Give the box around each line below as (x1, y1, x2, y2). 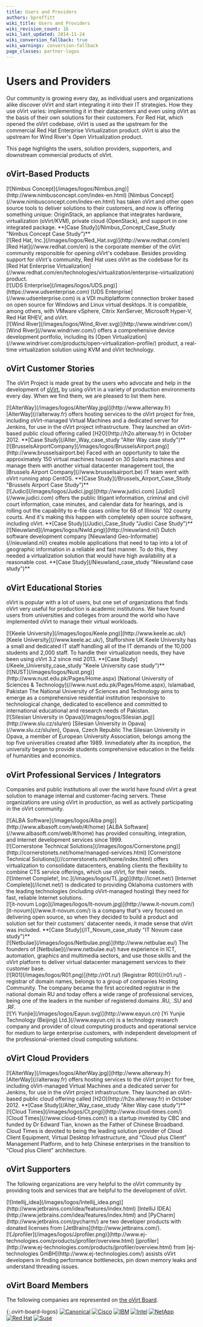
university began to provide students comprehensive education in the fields (6, 746, 195, 753)
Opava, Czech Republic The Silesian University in (62, 727, 185, 734)
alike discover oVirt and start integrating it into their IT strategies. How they (6, 101, 193, 108)
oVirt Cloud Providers (6, 1053, 89, 1063)
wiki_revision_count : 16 (6, 25, 69, 32)
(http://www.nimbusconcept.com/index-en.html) (6, 191, 127, 199)
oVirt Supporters (6, 1164, 71, 1174)
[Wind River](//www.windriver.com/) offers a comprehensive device (6, 327, 175, 334)
